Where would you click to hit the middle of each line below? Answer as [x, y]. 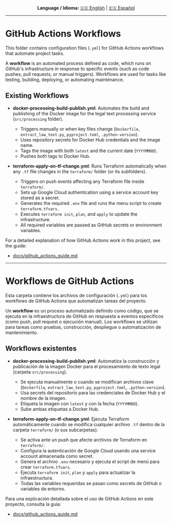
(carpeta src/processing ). [40, 372]
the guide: [16, 245]
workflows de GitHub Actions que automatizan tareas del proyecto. [76, 301]
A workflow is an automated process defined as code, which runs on [78, 63]
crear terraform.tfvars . [46, 467]
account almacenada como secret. [57, 456]
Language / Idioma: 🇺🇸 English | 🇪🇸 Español [86, 8]
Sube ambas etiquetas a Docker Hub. [60, 409]
